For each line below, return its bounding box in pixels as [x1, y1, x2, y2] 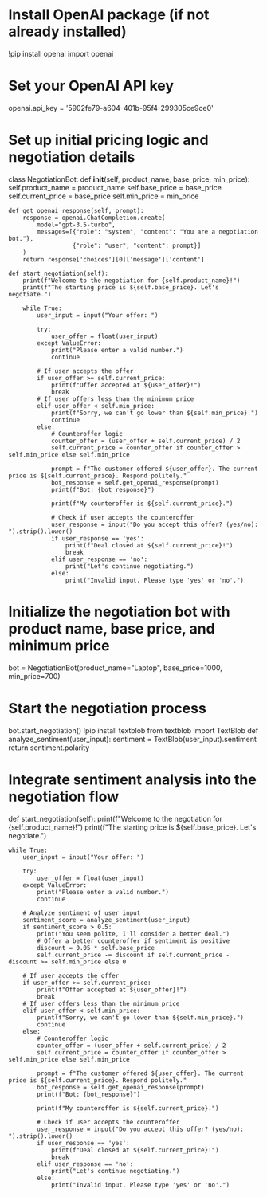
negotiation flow [8, 787, 120, 806]
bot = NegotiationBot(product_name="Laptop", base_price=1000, [8, 663, 223, 673]
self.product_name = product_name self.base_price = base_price [8, 182, 222, 192]
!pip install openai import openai [8, 49, 114, 58]
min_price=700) [8, 671, 61, 681]
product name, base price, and [8, 620, 215, 638]
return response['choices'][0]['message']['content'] [22, 255, 205, 264]
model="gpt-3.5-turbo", [37, 221, 116, 229]
